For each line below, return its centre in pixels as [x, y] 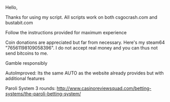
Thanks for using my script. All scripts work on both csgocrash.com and [81, 17]
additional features [25, 78]
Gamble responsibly [26, 63]
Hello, [12, 7]
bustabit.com [19, 23]
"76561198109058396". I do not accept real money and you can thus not [81, 48]
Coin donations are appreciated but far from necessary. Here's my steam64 [85, 42]
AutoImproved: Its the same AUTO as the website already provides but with [84, 73]
